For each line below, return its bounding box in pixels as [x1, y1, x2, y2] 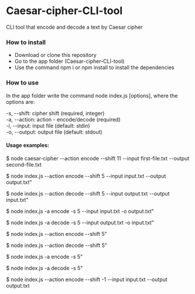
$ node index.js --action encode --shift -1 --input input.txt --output [6, 276, 168, 283]
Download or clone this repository [14, 52, 97, 59]
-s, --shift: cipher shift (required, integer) [6, 110, 105, 117]
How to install [6, 38, 46, 46]
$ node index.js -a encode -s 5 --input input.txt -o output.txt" [6, 207, 154, 215]
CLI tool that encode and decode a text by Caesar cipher [6, 23, 143, 31]
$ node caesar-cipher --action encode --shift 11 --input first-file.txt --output [6, 154, 190, 162]
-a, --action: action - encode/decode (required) [6, 116, 121, 123]
